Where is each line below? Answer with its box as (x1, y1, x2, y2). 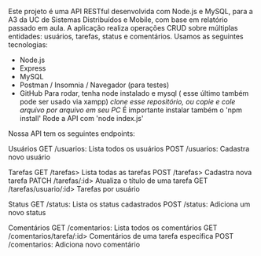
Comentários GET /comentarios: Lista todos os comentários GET (8, 223, 218, 232)
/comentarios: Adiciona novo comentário (8, 240, 140, 249)
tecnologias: (8, 40, 49, 49)
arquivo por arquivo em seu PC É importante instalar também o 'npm (19, 105, 242, 115)
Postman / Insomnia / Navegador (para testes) (19, 80, 170, 90)
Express (19, 64, 46, 73)
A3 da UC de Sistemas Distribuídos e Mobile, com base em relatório (8, 15, 228, 24)
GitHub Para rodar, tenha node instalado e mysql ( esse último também (19, 89, 249, 97)
